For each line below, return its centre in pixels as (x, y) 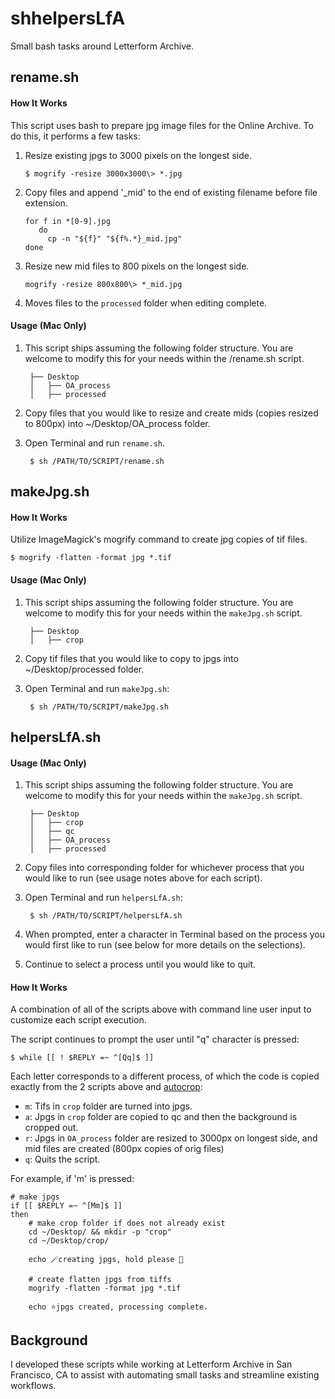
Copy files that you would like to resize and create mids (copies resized (171, 413)
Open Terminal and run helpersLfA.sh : (103, 898)
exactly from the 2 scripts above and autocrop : (106, 1087)
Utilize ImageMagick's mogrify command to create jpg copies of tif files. (159, 539)
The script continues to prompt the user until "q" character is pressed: (155, 1039)
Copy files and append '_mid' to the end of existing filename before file (171, 192)
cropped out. (51, 1128)
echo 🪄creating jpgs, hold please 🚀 (106, 1260)
